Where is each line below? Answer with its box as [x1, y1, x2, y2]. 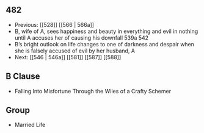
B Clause [5, 71, 40, 82]
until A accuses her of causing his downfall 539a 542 [14, 34, 149, 41]
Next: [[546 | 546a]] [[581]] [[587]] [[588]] [14, 53, 122, 60]
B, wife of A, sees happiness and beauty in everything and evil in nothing [14, 27, 199, 35]
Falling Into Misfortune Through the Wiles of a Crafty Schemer [14, 87, 172, 95]
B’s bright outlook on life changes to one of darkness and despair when [14, 40, 195, 48]
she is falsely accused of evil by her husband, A [14, 47, 136, 54]
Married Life [14, 121, 46, 129]
